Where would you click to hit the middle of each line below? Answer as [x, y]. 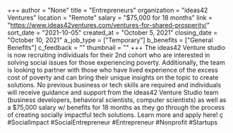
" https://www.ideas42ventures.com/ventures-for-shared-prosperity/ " [109, 25]
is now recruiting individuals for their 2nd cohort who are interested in [109, 55]
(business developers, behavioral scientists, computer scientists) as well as [117, 100]
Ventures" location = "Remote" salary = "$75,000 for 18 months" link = [110, 18]
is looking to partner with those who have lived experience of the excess [113, 70]
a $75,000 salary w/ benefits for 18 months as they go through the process [116, 107]
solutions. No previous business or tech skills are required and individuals [114, 85]
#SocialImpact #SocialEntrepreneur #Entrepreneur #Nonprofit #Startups [112, 122]
